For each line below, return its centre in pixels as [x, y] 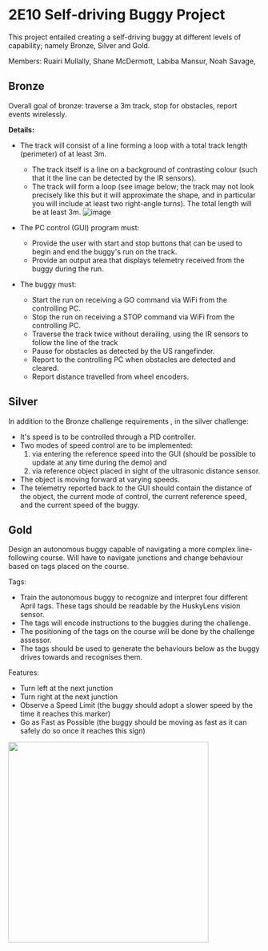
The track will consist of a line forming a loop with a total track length [134, 145]
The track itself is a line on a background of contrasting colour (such [145, 169]
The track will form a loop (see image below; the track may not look [143, 186]
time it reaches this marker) [65, 714]
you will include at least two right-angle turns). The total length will [142, 203]
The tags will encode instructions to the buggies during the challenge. [135, 623]
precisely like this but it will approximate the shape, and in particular [144, 195]
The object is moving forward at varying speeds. [100, 479]
